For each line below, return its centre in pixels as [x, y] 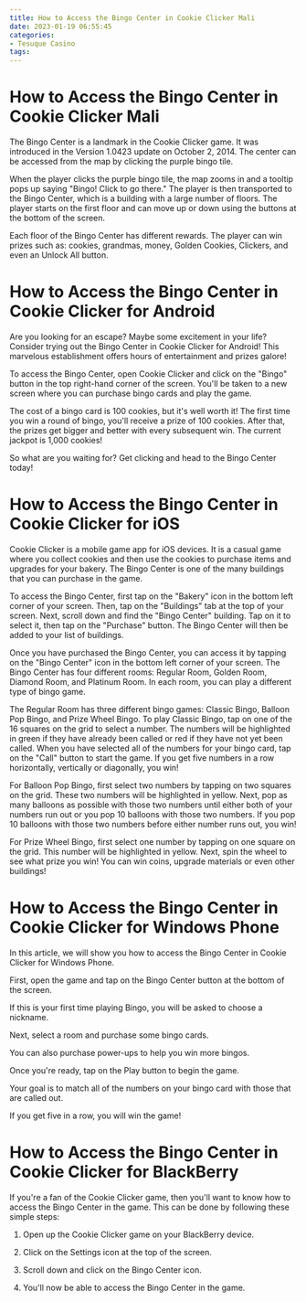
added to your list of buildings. [67, 635]
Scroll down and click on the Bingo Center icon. [112, 1270]
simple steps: [35, 1216]
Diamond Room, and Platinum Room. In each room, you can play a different [151, 681]
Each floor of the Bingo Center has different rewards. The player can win [146, 236]
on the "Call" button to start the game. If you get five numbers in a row [142, 758]
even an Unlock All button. [59, 255]
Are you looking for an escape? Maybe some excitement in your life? [138, 336]
